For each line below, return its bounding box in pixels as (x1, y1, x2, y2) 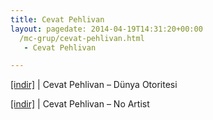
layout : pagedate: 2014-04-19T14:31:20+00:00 (10, 24, 203, 34)
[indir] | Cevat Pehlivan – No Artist (10, 98, 150, 110)
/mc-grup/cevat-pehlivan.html (19, 33, 145, 43)
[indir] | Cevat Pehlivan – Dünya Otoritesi (10, 79, 178, 91)
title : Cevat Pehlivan (10, 14, 105, 25)
